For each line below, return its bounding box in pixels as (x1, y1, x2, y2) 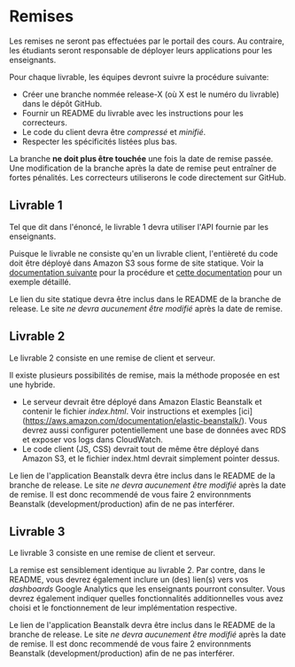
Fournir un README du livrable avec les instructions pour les (21, 107, 244, 118)
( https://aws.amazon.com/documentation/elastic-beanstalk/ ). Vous (21, 415, 268, 425)
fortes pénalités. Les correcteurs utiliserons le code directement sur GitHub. (9, 171, 286, 183)
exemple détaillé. (9, 276, 72, 287)
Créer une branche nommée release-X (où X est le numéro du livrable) (21, 89, 280, 99)
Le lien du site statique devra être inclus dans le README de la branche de (9, 293, 282, 304)
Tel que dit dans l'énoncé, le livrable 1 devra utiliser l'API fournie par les (9, 221, 268, 232)
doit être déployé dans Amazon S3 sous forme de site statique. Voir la (9, 258, 264, 268)
